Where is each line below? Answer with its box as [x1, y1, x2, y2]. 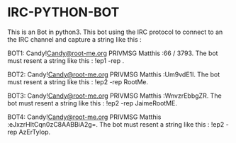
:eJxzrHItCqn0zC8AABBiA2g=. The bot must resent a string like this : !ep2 [7, 120, 225, 128]
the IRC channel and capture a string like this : [7, 35, 142, 43]
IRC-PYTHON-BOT [7, 4, 120, 21]
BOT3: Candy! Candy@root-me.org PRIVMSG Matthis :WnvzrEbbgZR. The [7, 91, 222, 100]
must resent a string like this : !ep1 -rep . [7, 56, 125, 64]
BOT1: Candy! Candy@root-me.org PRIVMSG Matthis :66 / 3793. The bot [7, 49, 218, 57]
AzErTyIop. [18, 127, 51, 136]
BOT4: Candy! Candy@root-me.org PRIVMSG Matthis [7, 113, 162, 121]
